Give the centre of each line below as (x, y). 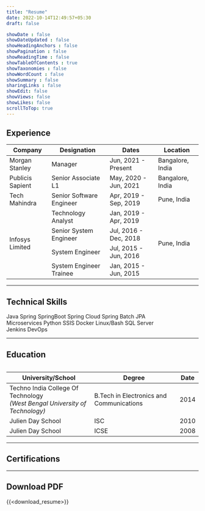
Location (177, 150)
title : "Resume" (27, 12)
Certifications (33, 459)
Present (121, 168)
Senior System (72, 231)
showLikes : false (28, 103)
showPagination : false (37, 52)
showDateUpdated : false (38, 40)
